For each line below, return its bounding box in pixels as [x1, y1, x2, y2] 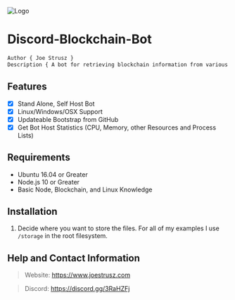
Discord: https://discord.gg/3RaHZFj [24, 285, 130, 293]
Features [7, 81, 47, 93]
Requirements [7, 151, 70, 163]
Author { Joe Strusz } [7, 54, 74, 61]
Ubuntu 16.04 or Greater [17, 170, 88, 179]
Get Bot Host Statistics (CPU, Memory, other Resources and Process [17, 123, 217, 132]
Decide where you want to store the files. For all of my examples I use [17, 224, 220, 232]
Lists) [17, 131, 34, 139]
